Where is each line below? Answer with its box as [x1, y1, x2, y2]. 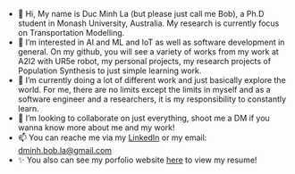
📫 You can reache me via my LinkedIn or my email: [17, 132, 207, 143]
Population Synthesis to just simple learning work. [17, 65, 202, 76]
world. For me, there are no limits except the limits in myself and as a [17, 85, 271, 95]
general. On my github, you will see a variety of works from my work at [17, 46, 279, 57]
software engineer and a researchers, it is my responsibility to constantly [17, 94, 287, 104]
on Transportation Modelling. [17, 28, 125, 37]
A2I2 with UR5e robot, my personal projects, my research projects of [17, 56, 271, 66]
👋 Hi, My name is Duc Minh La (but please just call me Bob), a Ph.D [17, 9, 265, 19]
